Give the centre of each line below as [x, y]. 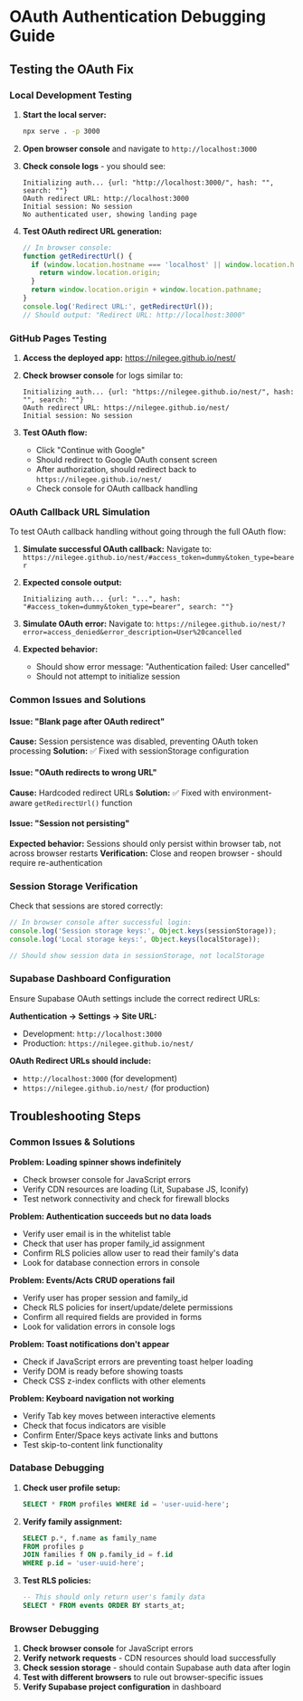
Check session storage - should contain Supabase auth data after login [156, 1668]
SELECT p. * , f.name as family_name [90, 1538]
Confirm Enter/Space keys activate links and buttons [120, 1435]
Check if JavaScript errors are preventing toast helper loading [137, 1361]
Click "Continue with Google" [90, 450]
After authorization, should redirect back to [116, 469]
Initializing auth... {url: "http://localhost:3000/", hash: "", [148, 183]
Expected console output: [72, 583]
